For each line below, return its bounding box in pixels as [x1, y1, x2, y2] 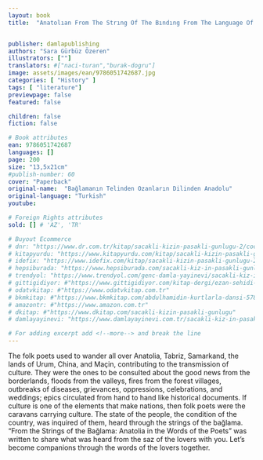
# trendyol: [8, 272, 47, 279]
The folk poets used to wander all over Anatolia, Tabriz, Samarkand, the [8, 351, 239, 360]
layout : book [8, 11, 51, 20]
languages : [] [8, 148, 55, 156]
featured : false [8, 98, 61, 106]
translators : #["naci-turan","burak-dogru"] [8, 62, 156, 70]
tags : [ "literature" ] [8, 83, 82, 91]
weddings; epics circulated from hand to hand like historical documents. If [8, 393, 247, 402]
